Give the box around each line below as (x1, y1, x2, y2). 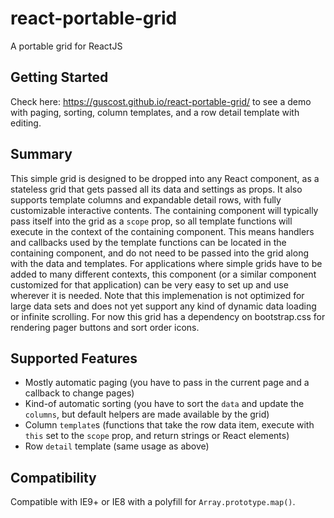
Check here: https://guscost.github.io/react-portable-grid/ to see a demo (10, 95, 312, 107)
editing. (10, 117, 42, 129)
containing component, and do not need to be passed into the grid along (10, 247, 309, 259)
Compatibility (10, 469, 97, 486)
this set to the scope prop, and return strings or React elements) (24, 430, 290, 442)
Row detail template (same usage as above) (24, 440, 210, 452)
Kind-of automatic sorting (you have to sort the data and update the (24, 398, 305, 410)
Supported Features (10, 350, 138, 367)
